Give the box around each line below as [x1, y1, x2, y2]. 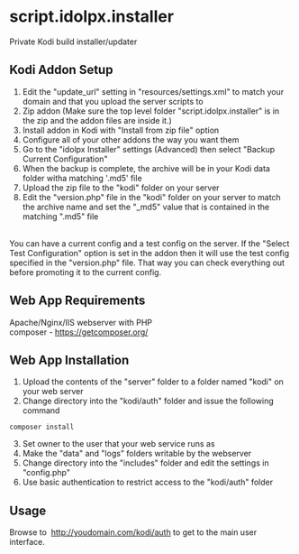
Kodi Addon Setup [9, 62, 113, 78]
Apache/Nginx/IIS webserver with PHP [9, 317, 153, 328]
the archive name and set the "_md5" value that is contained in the [22, 201, 270, 212]
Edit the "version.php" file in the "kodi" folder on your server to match [22, 191, 281, 202]
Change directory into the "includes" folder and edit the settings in [22, 457, 269, 468]
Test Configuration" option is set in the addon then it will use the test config [9, 247, 290, 258]
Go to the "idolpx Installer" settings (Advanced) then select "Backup [22, 143, 276, 154]
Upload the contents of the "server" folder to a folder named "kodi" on [22, 376, 284, 387]
